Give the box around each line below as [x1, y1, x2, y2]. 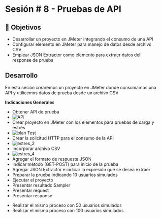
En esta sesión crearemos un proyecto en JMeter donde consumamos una [5, 84, 157, 90]
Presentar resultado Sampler [12, 182, 70, 188]
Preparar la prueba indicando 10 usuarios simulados [12, 172, 118, 178]
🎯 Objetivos [5, 23, 41, 32]
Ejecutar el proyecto [12, 177, 53, 183]
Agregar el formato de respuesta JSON [12, 156, 92, 162]
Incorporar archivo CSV [12, 145, 61, 151]
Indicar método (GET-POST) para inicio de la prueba [12, 161, 119, 167]
